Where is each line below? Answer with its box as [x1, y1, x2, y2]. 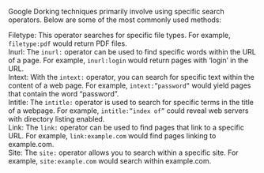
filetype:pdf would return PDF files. [8, 39, 128, 48]
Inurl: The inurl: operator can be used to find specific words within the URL [8, 47, 257, 56]
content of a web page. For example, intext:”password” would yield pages [8, 81, 251, 90]
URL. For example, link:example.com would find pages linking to [8, 131, 217, 141]
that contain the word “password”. [8, 89, 119, 98]
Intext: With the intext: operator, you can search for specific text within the [8, 73, 255, 81]
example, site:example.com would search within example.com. [8, 156, 212, 165]
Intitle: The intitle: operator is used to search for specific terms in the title [8, 98, 255, 107]
